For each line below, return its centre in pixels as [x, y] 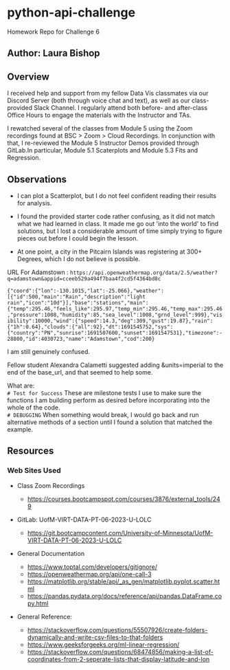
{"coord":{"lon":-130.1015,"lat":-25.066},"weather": [86, 291]
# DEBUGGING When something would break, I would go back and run [103, 414]
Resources [31, 451]
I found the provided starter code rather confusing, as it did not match [116, 216]
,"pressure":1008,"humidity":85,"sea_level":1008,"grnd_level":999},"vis [115, 315]
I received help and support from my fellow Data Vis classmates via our [108, 93]
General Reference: [44, 616]
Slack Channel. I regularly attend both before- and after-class [121, 108]
